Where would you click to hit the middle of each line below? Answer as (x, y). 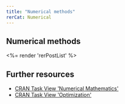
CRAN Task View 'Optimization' (53, 95)
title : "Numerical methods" (41, 12)
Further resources (40, 74)
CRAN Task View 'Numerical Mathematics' (67, 89)
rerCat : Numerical (29, 17)
